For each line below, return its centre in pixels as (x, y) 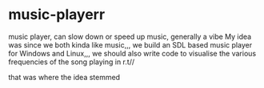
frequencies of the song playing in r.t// (71, 62)
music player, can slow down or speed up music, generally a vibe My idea (130, 36)
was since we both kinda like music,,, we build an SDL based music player (130, 44)
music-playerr (57, 15)
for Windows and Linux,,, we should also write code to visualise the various (132, 53)
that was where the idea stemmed (64, 77)
